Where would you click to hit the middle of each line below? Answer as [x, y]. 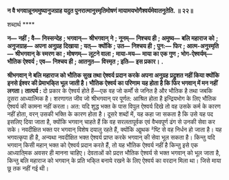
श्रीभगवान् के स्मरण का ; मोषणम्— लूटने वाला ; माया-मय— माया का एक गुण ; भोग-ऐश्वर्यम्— [113, 54]
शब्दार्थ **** [21, 24]
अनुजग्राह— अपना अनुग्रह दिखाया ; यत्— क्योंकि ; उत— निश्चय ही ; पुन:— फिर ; [96, 46]
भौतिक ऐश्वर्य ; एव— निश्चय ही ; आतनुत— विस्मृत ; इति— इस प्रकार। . [85, 61]
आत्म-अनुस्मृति [203, 46]
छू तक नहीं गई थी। [28, 168]
